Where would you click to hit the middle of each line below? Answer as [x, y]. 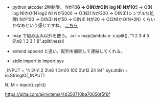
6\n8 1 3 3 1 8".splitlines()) [38, 41]
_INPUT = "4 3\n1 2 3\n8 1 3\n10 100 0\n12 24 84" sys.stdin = [67, 70]
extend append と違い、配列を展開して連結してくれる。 [69, 51]
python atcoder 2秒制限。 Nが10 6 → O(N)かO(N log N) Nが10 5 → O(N [82, 7]
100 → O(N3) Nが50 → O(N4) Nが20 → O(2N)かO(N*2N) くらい [91, 19]
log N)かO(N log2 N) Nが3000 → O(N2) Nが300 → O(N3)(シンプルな [81, 13]
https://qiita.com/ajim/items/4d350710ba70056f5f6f [57, 94]
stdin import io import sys [38, 61]
